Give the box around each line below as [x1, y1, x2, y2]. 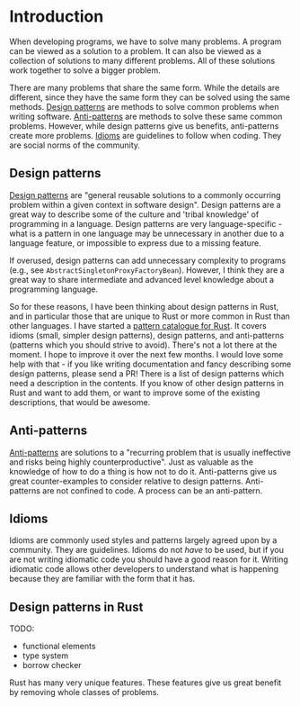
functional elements [22, 641, 96, 652]
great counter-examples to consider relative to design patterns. [9, 475, 244, 486]
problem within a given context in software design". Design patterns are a [9, 199, 281, 210]
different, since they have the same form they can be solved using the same [9, 92, 290, 103]
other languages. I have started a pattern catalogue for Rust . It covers [9, 320, 267, 330]
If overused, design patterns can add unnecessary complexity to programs [9, 255, 287, 266]
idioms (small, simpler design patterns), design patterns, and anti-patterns [9, 330, 285, 340]
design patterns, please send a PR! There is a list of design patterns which [9, 367, 285, 379]
